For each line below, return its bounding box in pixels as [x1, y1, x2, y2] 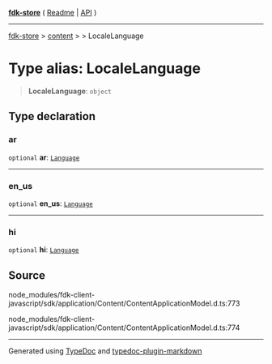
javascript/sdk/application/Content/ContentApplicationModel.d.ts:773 [8, 298, 240, 308]
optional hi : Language [8, 245, 79, 255]
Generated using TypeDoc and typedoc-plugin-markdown [8, 346, 202, 356]
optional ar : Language [8, 152, 80, 162]
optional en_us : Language [8, 199, 93, 208]
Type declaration [8, 109, 96, 123]
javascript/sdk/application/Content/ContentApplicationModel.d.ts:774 [8, 323, 240, 332]
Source [8, 268, 46, 282]
